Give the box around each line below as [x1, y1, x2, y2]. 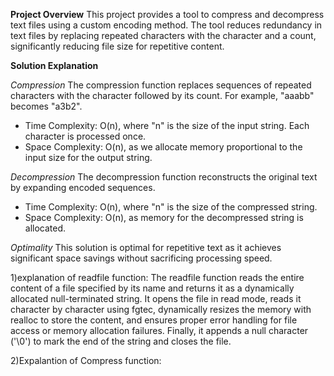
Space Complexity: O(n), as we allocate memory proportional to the [24, 141, 303, 153]
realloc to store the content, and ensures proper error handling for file [10, 314, 298, 326]
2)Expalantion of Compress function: [10, 355, 162, 366]
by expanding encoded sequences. [10, 182, 156, 193]
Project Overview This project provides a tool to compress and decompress [10, 9, 325, 20]
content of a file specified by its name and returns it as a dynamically [10, 282, 295, 294]
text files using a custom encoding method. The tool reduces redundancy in [10, 19, 323, 31]
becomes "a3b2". [10, 100, 83, 112]
